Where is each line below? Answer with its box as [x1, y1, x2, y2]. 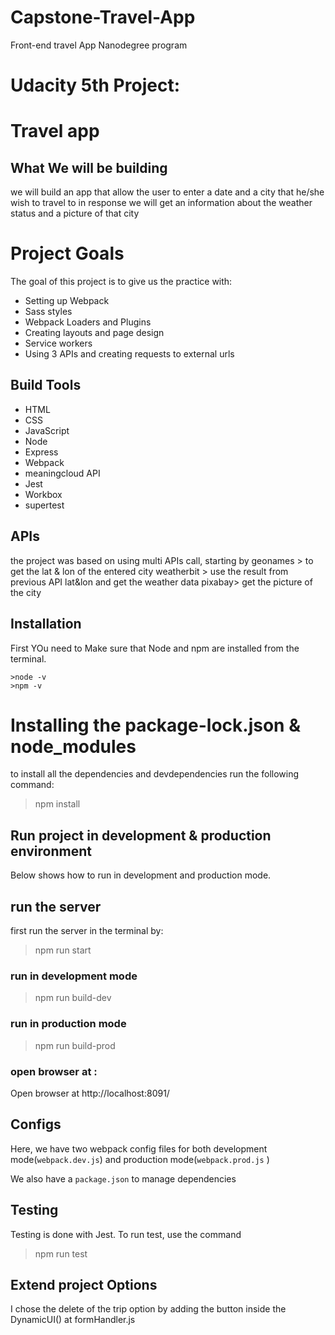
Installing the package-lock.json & [10, 714, 301, 736]
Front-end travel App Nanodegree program [10, 39, 188, 51]
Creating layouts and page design [24, 327, 165, 339]
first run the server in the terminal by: [10, 925, 164, 937]
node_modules [10, 735, 137, 758]
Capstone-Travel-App [10, 6, 196, 29]
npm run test [34, 1247, 88, 1260]
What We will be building [10, 159, 168, 176]
